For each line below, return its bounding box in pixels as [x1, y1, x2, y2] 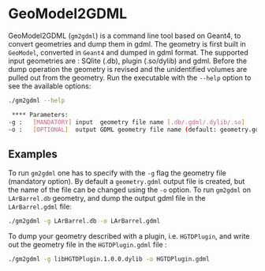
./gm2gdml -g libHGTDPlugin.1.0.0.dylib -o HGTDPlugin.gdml [8, 255, 211, 263]
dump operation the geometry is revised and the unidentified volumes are [8, 64, 248, 73]
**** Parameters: [11, 111, 69, 119]
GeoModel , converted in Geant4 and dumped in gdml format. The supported [8, 47, 248, 57]
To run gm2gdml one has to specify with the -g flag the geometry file [8, 168, 226, 178]
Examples [8, 147, 58, 160]
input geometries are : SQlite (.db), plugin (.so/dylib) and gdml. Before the [8, 56, 247, 66]
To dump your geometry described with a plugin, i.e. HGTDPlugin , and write [8, 231, 250, 241]
